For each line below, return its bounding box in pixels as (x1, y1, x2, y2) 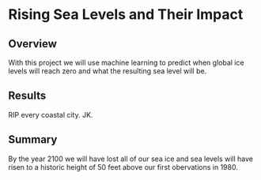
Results (8, 89, 47, 103)
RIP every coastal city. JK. (8, 110, 93, 119)
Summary (8, 133, 58, 147)
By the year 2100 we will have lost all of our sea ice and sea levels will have (8, 154, 254, 163)
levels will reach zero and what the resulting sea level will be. (8, 66, 207, 76)
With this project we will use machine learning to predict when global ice (8, 58, 244, 67)
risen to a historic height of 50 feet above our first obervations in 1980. (8, 162, 239, 171)
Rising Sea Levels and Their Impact (8, 6, 244, 24)
